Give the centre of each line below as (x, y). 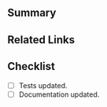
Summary (32, 13)
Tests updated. (43, 85)
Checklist (31, 66)
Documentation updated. (59, 94)
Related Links (41, 40)
